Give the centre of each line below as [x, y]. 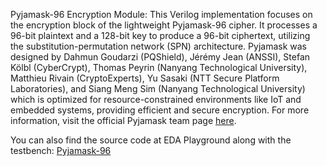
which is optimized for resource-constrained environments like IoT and [156, 99]
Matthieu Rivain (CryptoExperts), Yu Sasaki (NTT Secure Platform [145, 78]
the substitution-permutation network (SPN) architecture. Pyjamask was [158, 46]
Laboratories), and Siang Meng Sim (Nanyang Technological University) [158, 88]
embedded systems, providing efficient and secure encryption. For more [160, 110]
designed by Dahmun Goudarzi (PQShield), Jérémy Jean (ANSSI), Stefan [160, 57]
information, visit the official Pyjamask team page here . [123, 120]
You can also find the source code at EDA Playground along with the [151, 140]
